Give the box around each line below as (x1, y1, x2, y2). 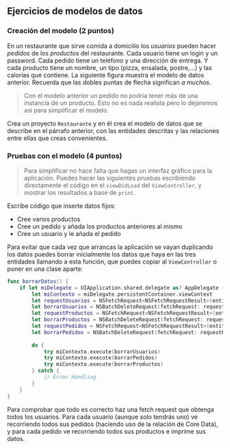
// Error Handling (43, 374, 97, 381)
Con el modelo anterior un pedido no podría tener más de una (23, 91, 199, 99)
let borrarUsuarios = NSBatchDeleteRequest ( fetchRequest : (31, 303, 201, 311)
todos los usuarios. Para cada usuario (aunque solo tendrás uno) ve (7, 412, 199, 421)
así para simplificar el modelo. (23, 106, 109, 114)
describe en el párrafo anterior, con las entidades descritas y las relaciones (7, 126, 220, 134)
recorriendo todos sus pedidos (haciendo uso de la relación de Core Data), (7, 420, 218, 428)
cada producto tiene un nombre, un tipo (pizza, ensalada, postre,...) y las (7, 63, 212, 71)
